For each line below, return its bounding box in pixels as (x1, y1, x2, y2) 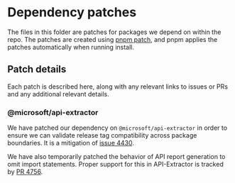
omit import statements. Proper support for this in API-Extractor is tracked (7, 160, 224, 169)
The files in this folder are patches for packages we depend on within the (7, 28, 222, 36)
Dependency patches (7, 4, 137, 21)
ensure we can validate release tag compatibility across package (7, 131, 197, 140)
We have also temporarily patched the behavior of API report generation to (7, 152, 226, 161)
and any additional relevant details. (7, 89, 109, 98)
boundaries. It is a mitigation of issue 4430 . (7, 139, 135, 148)
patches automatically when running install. (7, 43, 135, 51)
